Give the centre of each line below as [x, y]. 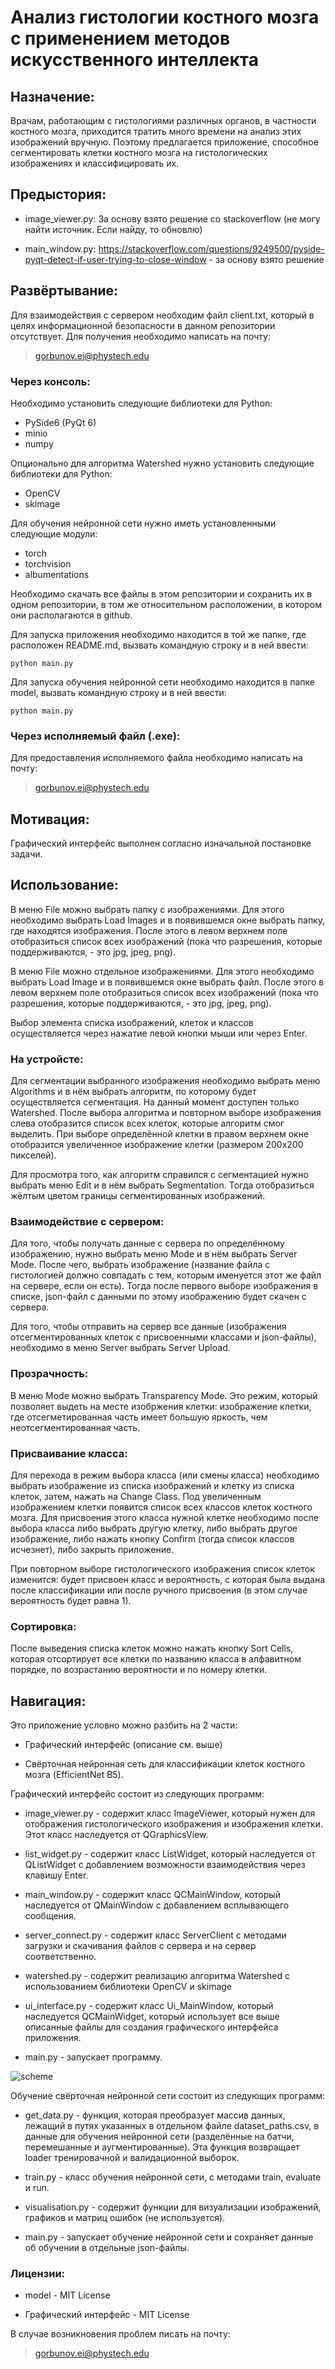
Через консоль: [50, 381]
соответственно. [60, 1957]
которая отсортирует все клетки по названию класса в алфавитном [156, 1659]
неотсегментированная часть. [75, 1427]
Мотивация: [50, 819]
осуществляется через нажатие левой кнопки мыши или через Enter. [159, 1033]
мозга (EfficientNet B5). [74, 1775]
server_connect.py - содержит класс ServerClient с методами [155, 1935]
